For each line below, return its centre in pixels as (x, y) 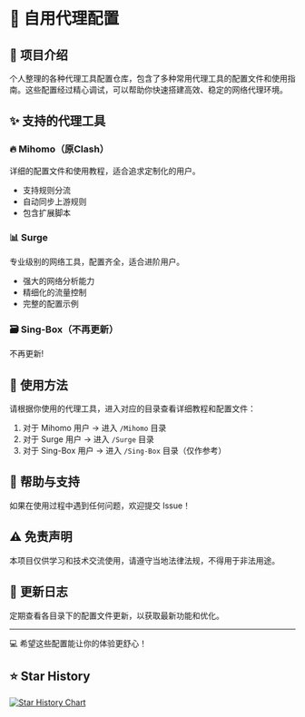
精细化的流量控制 (54, 292)
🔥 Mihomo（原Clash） (59, 149)
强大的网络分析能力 (59, 280)
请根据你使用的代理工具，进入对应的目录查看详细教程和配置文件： (133, 408)
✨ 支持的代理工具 (58, 121)
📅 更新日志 (39, 592)
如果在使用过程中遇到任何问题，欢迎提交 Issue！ (100, 506)
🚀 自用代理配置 (64, 19)
